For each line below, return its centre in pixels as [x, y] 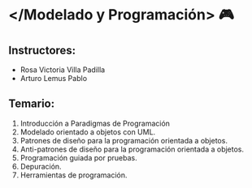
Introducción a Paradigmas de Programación [95, 123]
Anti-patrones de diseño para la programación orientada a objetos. [132, 149]
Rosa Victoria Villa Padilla [63, 70]
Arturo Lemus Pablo [54, 78]
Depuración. [41, 166]
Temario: [32, 104]
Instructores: [42, 50]
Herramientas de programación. [74, 175]
